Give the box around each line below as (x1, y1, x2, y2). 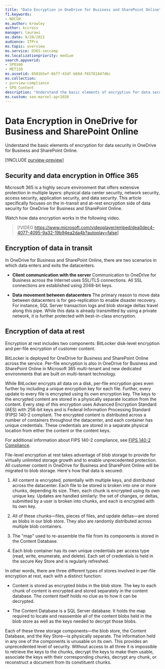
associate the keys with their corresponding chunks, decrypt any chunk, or (5, 654, 157, 660)
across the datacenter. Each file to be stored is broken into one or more (12, 482, 157, 488)
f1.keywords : (5, 12, 32, 17)
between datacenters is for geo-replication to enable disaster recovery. (12, 297, 157, 303)
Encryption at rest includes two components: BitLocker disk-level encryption (5, 340, 160, 346)
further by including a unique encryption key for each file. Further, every (5, 386, 151, 391)
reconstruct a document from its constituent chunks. (5, 659, 111, 665)
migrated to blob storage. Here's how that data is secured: (5, 467, 123, 473)
